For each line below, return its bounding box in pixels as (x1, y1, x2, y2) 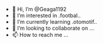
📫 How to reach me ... (12, 32, 68, 38)
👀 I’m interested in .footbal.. (12, 12, 81, 19)
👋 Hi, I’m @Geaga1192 (12, 6, 67, 12)
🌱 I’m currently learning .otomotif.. (12, 18, 98, 25)
